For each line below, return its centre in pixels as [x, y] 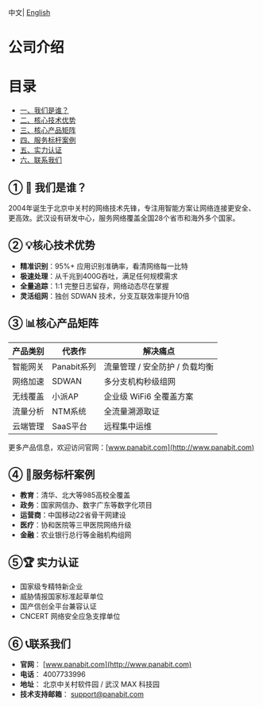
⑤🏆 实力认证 [44, 562]
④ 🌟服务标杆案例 [52, 475]
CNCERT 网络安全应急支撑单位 [70, 616]
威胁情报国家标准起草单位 [62, 597]
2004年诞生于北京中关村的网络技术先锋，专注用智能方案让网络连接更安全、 [132, 208]
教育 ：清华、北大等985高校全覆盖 [75, 495]
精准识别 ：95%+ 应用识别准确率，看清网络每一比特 [104, 266]
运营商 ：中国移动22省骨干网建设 [73, 515]
